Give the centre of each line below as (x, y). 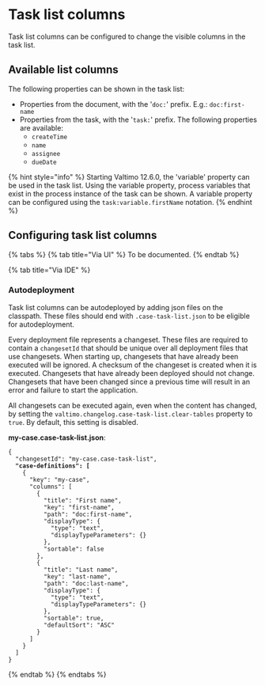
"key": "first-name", (79, 507)
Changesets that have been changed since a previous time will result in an (129, 381)
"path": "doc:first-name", (88, 514)
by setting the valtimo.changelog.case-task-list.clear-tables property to (131, 414)
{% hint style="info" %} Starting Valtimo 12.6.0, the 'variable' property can (129, 176)
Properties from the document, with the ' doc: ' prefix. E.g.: (114, 104)
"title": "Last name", (81, 570)
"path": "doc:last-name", (86, 583)
